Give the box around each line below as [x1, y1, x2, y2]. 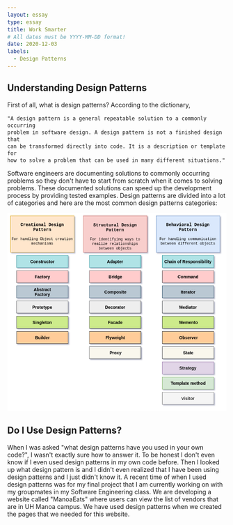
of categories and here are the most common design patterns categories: [7, 199, 218, 207]
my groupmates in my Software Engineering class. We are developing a [7, 487, 212, 496]
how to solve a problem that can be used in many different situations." [7, 157, 226, 164]
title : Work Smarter [7, 26, 67, 33]
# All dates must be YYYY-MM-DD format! [7, 33, 127, 40]
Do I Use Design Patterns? [7, 425, 122, 436]
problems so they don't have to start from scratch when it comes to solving [7, 176, 223, 185]
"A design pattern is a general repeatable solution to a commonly [7, 115, 207, 122]
